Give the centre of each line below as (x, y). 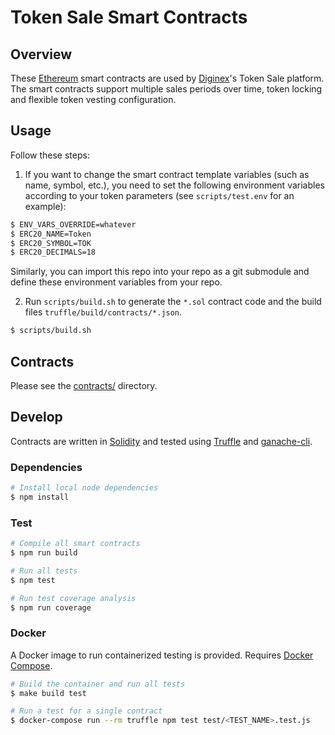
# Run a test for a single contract (86, 711)
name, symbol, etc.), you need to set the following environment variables (174, 185)
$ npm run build (44, 553)
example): (45, 206)
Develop (36, 417)
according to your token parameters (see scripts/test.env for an (159, 195)
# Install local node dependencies (84, 488)
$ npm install (40, 497)
